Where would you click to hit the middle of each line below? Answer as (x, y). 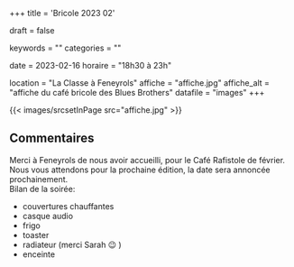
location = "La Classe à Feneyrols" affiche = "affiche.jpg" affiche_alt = (140, 83)
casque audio (48, 216)
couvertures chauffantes (68, 206)
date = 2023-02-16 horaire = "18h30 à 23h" (91, 65)
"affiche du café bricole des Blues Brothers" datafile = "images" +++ (137, 92)
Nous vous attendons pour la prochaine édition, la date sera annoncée (140, 170)
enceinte (39, 254)
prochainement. (39, 179)
